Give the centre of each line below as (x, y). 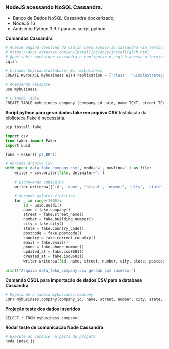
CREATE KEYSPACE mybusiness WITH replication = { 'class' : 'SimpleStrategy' (86, 75)
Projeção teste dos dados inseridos (43, 309)
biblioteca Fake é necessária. (35, 118)
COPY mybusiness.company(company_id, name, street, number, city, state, (84, 299)
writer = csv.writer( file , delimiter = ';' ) (59, 173)
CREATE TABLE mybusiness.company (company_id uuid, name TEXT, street (81, 103)
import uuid (18, 145)
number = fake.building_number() (58, 219)
